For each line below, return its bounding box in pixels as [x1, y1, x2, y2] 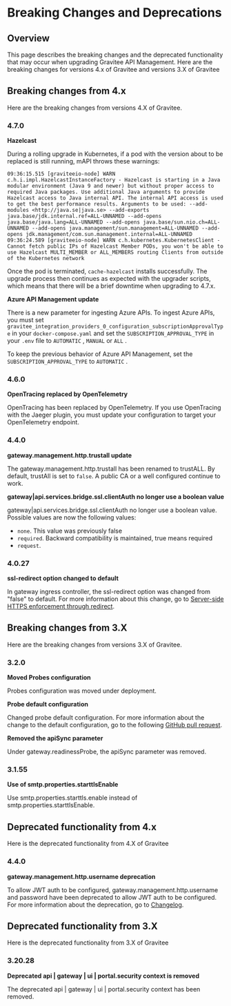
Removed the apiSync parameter [7, 734, 103, 742]
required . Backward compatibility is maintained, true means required [17, 533, 213, 542]
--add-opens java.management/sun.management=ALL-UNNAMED [32, 225, 199, 232]
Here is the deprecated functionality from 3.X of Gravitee [7, 938, 169, 947]
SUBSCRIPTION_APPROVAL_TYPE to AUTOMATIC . [7, 357, 128, 366]
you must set [7, 316, 44, 324]
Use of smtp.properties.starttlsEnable [7, 780, 119, 789]
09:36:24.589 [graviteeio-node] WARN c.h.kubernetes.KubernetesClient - [7, 237, 221, 244]
